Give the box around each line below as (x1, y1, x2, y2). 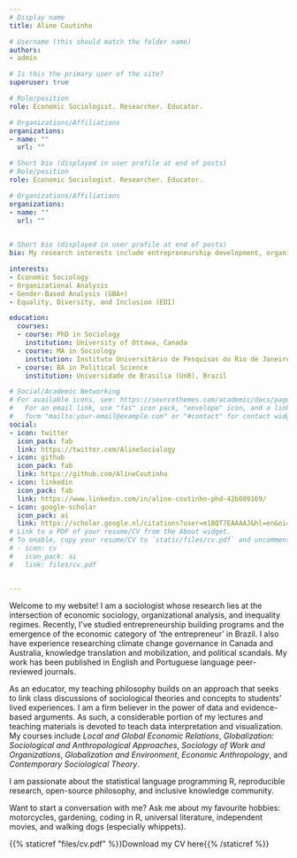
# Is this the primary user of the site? (9, 70, 164, 79)
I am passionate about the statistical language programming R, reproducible (9, 776, 286, 786)
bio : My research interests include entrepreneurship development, (9, 249, 263, 258)
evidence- (240, 702, 278, 713)
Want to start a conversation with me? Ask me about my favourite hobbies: (9, 802, 281, 813)
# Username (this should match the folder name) (9, 37, 192, 46)
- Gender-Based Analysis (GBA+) (9, 289, 128, 298)
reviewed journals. (9, 666, 77, 676)
